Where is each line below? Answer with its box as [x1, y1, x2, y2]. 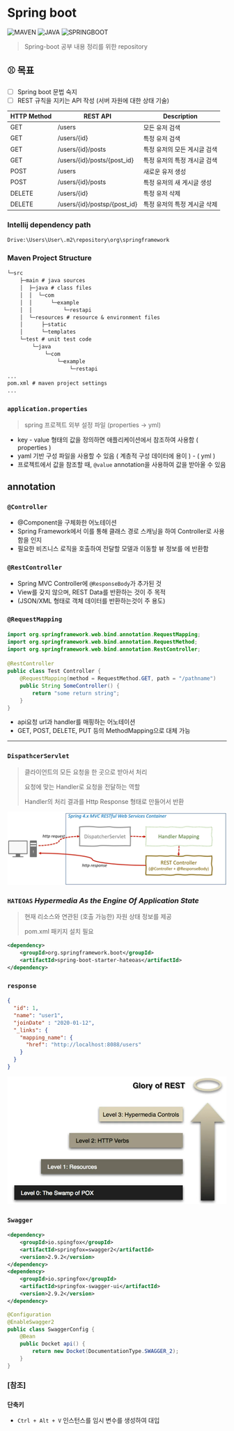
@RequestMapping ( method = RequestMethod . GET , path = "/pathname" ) [19, 675, 217, 682]
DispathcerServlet [7, 752, 70, 760]
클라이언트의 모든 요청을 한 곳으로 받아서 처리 [24, 768, 148, 776]
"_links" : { [13, 1026, 49, 1034]
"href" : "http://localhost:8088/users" [25, 1042, 141, 1049]
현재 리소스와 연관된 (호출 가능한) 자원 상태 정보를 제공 [24, 913, 172, 921]
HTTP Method [10, 112, 52, 121]
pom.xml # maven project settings [7, 380, 108, 387]
